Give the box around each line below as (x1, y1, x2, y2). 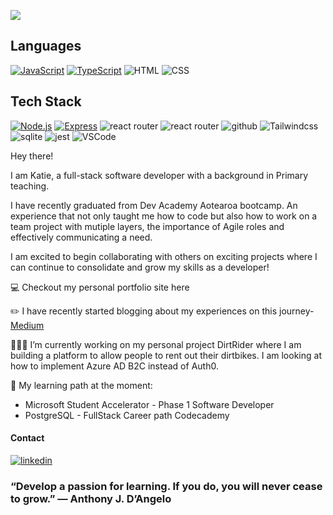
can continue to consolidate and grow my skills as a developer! (10, 261, 270, 273)
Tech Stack (10, 93, 82, 110)
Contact (10, 432, 45, 444)
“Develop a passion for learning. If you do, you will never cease (10, 479, 323, 493)
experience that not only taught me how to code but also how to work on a (10, 210, 318, 222)
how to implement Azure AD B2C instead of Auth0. (10, 360, 219, 372)
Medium (10, 319, 45, 331)
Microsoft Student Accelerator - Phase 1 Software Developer (24, 398, 275, 410)
